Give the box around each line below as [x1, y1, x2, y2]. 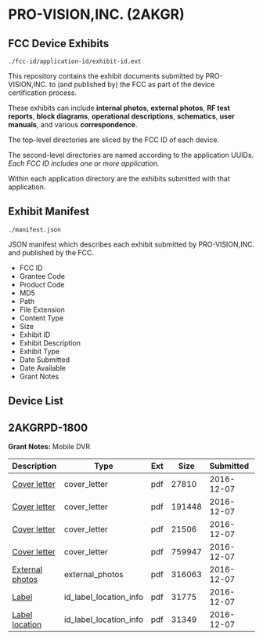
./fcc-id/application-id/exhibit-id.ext [8, 57, 142, 65]
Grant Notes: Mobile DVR [8, 442, 91, 452]
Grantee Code [19, 271, 65, 280]
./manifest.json [8, 225, 61, 233]
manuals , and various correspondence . [8, 120, 138, 129]
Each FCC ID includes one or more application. [8, 159, 160, 168]
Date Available [19, 363, 67, 372]
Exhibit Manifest [8, 205, 90, 218]
